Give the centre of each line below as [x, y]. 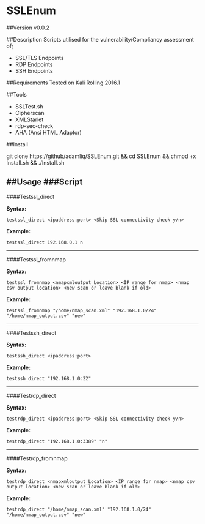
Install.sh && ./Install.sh [35, 162]
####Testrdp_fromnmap [37, 458]
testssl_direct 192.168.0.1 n [45, 242]
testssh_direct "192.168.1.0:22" [49, 378]
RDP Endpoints [34, 64]
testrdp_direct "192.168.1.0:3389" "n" [57, 441]
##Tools [17, 94]
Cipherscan [30, 113]
